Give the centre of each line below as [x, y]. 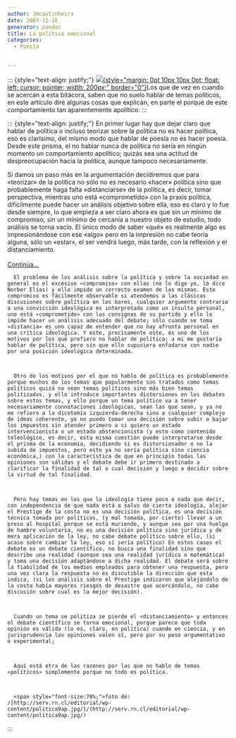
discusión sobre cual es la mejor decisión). [75, 592]
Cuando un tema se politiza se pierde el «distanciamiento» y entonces [121, 617]
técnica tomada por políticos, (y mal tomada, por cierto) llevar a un [114, 518]
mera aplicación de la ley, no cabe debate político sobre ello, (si [112, 536]
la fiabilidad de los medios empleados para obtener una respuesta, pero [118, 567]
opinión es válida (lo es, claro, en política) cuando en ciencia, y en [116, 629]
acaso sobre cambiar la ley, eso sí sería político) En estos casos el [114, 543]
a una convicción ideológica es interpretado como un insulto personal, [116, 308]
